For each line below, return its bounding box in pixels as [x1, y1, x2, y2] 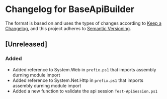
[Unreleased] [5, 40, 48, 49]
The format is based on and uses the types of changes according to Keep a [5, 20, 162, 26]
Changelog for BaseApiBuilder [5, 4, 135, 15]
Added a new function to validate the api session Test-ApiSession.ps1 [12, 88, 158, 94]
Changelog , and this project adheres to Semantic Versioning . [5, 25, 131, 31]
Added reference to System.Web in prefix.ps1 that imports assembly [12, 66, 156, 72]
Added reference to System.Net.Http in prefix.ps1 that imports [12, 77, 143, 83]
